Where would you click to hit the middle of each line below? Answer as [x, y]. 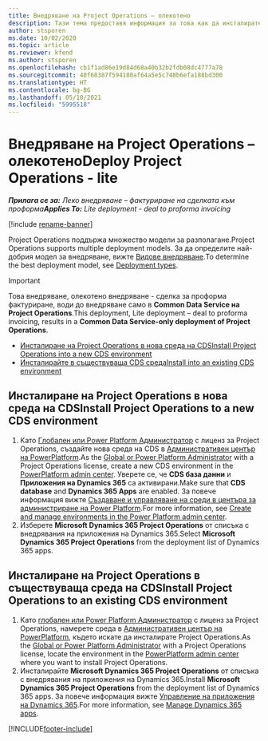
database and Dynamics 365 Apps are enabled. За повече [118, 491]
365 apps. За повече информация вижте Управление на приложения [137, 696]
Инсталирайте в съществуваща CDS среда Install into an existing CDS [137, 363]
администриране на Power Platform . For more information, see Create [136, 508]
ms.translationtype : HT [48, 82]
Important [24, 281]
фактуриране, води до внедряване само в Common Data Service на [124, 305]
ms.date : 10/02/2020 [43, 38]
